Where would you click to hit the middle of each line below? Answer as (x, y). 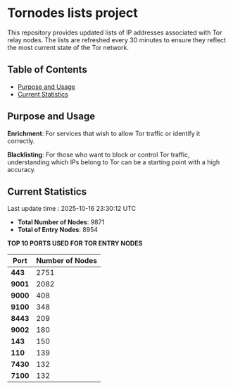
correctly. (21, 141)
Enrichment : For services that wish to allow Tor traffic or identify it (104, 133)
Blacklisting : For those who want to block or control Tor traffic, (99, 154)
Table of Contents (48, 69)
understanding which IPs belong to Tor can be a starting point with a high (114, 162)
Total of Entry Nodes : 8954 (58, 230)
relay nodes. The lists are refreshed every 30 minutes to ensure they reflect (117, 39)
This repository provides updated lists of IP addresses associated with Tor (115, 32)
